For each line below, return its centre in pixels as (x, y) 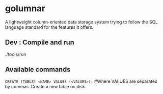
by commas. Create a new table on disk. (46, 86)
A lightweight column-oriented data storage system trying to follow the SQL (81, 22)
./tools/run (15, 54)
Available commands (38, 69)
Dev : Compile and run (40, 43)
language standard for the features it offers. (49, 27)
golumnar (25, 9)
